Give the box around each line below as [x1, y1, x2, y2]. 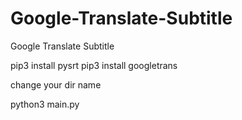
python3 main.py [10, 98, 80, 110]
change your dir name [10, 78, 102, 91]
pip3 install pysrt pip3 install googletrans [10, 59, 178, 71]
